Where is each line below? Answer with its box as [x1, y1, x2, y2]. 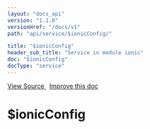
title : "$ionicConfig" [7, 43, 74, 50]
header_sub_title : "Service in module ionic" [7, 49, 144, 56]
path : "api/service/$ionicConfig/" [7, 30, 112, 37]
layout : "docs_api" [7, 10, 65, 18]
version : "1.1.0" [7, 17, 59, 24]
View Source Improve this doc [7, 82, 99, 90]
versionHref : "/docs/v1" [7, 23, 81, 30]
